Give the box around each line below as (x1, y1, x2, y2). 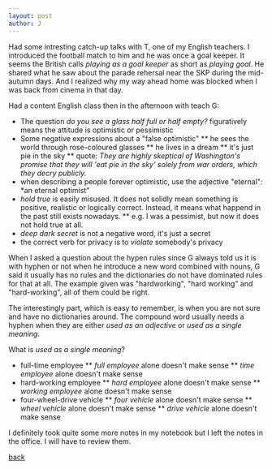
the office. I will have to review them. (8, 436, 132, 446)
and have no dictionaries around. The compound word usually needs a (8, 312, 245, 321)
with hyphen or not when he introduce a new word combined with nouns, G (8, 261, 261, 271)
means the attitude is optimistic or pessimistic (19, 125, 174, 135)
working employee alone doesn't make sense (19, 386, 172, 396)
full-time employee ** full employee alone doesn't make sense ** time (19, 360, 255, 370)
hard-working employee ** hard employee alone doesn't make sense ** (19, 377, 261, 387)
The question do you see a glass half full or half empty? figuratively (19, 116, 248, 126)
